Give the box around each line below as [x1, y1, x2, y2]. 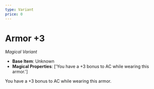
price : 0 [5, 12, 23, 17]
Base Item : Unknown [12, 58, 55, 64]
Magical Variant [5, 49, 38, 55]
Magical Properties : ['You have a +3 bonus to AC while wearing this [12, 64, 150, 69]
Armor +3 [5, 33, 45, 44]
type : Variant [5, 7, 34, 12]
